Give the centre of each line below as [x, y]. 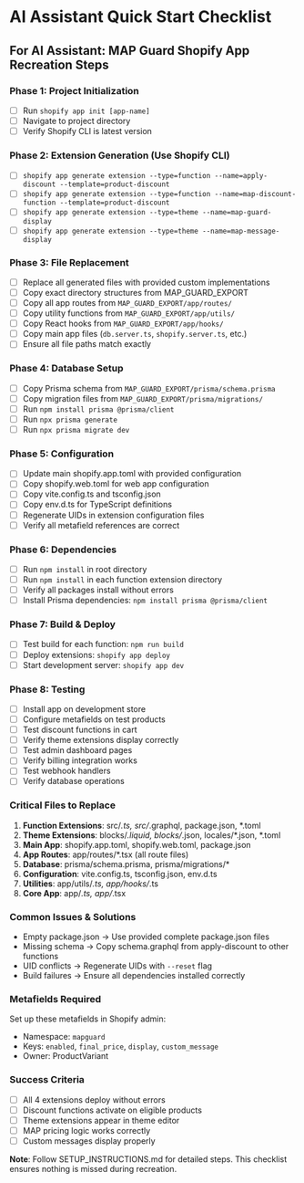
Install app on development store [84, 708]
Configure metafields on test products [94, 719]
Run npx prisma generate [70, 419]
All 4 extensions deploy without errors [94, 1099]
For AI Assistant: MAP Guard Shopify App [130, 51]
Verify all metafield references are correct [101, 525]
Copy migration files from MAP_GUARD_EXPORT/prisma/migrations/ [143, 398]
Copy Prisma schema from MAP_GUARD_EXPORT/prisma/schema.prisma [149, 388]
